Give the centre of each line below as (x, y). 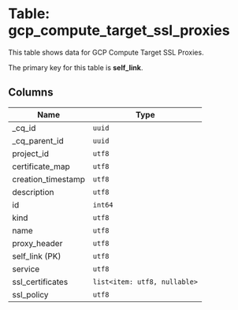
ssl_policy (30, 294)
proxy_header (37, 243)
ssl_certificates (40, 282)
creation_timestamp (48, 179)
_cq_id (24, 128)
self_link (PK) (37, 256)
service (26, 269)
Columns (31, 93)
